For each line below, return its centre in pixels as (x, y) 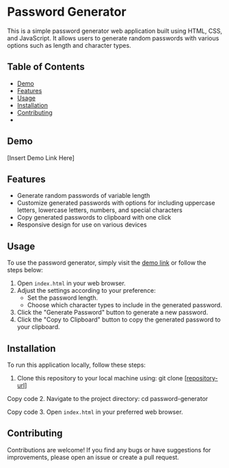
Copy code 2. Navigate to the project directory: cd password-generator (108, 399)
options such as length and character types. (69, 45)
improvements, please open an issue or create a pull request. (93, 457)
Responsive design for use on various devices (82, 225)
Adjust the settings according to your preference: (86, 291)
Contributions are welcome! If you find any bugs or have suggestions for (109, 450)
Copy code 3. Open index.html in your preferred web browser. (95, 412)
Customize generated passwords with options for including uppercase (116, 203)
